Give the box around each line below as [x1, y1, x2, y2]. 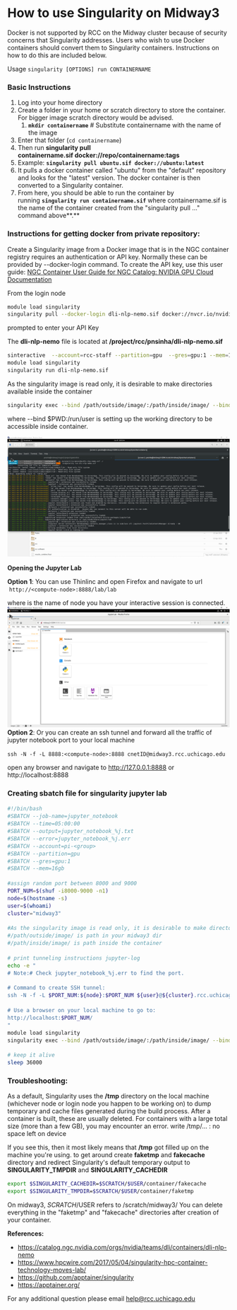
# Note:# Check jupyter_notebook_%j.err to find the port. [7, 970, 185, 977]
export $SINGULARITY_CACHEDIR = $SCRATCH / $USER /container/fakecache [7, 1180, 207, 1188]
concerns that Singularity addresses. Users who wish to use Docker [7, 35, 205, 44]
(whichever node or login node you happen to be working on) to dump [7, 1099, 212, 1108]
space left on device [7, 1130, 67, 1138]
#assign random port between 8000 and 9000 [7, 880, 138, 887]
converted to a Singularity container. [17, 181, 123, 190]
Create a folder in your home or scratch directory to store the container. [17, 106, 226, 115]
